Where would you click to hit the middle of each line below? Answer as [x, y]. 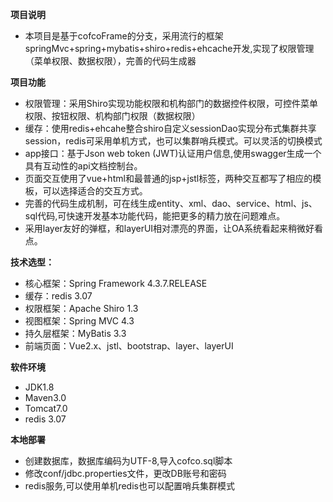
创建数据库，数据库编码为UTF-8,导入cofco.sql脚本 [128, 461]
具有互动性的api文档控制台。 [83, 166]
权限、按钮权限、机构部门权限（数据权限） [112, 116]
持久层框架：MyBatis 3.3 [75, 333]
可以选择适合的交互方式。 [95, 191]
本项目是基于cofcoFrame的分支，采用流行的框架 [124, 36]
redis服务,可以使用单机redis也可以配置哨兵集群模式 [129, 486]
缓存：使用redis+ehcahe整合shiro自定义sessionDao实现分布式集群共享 [170, 128]
